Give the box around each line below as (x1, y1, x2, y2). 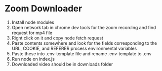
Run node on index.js (11, 56, 55, 62)
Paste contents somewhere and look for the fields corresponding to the (11, 40, 157, 46)
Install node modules (11, 19, 55, 25)
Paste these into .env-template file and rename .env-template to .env (11, 50, 152, 57)
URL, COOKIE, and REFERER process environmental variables (11, 45, 137, 51)
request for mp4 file (11, 30, 53, 35)
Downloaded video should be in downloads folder (11, 61, 113, 67)
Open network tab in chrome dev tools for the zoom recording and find (11, 24, 156, 30)
